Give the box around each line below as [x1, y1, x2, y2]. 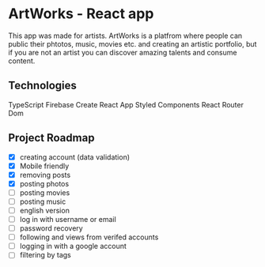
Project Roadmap [8, 131, 95, 145]
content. [8, 56, 36, 66]
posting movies [19, 187, 70, 197]
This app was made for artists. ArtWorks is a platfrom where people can [8, 31, 243, 40]
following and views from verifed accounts [19, 232, 159, 242]
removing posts [19, 170, 71, 179]
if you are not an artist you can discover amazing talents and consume [8, 47, 237, 57]
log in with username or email [19, 215, 116, 224]
